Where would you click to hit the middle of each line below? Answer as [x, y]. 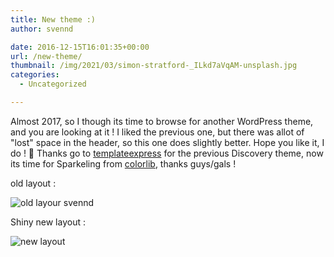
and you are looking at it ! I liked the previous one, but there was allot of [157, 132]
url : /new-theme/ [46, 56]
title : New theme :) [53, 19]
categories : [35, 75]
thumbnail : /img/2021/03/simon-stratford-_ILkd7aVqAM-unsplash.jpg [154, 66]
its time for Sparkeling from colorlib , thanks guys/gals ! [123, 163]
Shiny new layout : [48, 222]
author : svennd [42, 29]
